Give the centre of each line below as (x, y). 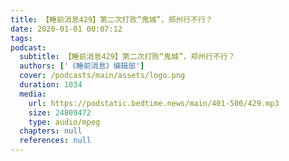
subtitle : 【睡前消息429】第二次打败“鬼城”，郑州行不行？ (127, 57)
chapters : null (51, 131)
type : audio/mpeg (64, 122)
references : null (55, 141)
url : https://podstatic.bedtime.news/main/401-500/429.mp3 (154, 103)
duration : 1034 (51, 85)
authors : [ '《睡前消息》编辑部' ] (82, 66)
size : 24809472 (60, 112)
